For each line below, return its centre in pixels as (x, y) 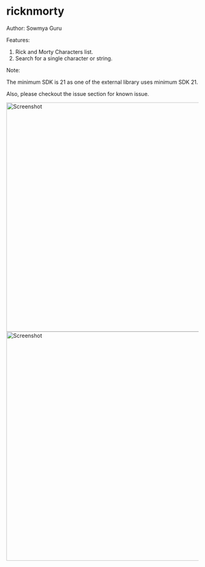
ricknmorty (35, 11)
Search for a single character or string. (64, 58)
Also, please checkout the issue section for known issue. (78, 93)
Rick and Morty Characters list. (54, 52)
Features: (18, 40)
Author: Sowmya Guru (34, 28)
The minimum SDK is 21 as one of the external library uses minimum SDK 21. (102, 82)
